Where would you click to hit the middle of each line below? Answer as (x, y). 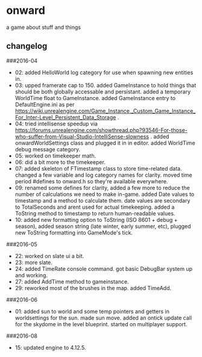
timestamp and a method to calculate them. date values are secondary (103, 200)
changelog (27, 46)
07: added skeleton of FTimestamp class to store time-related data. (98, 168)
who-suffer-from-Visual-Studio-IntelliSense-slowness (82, 136)
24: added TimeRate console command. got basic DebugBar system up (104, 268)
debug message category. (48, 149)
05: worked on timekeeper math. (55, 156)
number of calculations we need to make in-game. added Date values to (105, 194)
